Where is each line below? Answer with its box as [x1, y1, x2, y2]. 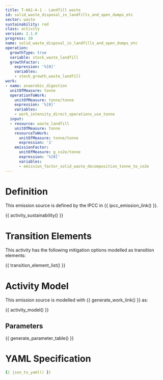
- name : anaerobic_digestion [5, 83, 67, 88]
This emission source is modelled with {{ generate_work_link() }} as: [5, 297, 148, 303]
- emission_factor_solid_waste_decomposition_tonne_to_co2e [18, 164, 149, 169]
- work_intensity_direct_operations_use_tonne [14, 112, 115, 117]
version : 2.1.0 [5, 31, 38, 36]
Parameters [5, 321, 43, 330]
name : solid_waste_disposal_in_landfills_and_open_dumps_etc [5, 41, 138, 46]
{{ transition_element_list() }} [5, 262, 66, 268]
